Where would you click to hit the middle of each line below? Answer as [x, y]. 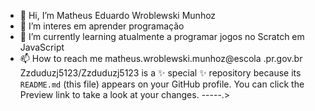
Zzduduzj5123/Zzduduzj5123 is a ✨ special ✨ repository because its [160, 73]
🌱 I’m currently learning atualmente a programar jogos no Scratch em [162, 36]
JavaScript [42, 47]
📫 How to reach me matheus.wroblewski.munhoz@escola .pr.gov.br [161, 58]
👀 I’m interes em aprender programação [102, 26]
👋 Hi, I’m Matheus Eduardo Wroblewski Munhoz [118, 15]
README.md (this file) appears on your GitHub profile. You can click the [162, 84]
